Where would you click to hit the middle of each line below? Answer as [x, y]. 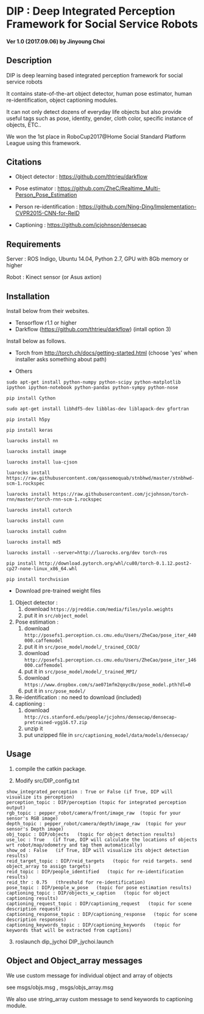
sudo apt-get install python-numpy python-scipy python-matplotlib [94, 382]
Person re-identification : [46, 207]
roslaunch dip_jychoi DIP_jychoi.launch [64, 942]
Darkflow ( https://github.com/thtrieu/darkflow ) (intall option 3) [93, 329]
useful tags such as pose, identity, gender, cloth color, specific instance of [100, 118]
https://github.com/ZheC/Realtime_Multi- [109, 188]
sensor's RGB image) [33, 818]
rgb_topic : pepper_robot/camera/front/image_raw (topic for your [94, 813]
